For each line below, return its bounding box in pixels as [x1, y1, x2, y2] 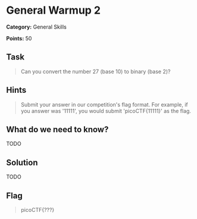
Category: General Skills [6, 23, 67, 30]
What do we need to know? [6, 124, 109, 134]
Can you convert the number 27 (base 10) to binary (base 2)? [20, 68, 171, 75]
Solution [6, 157, 38, 167]
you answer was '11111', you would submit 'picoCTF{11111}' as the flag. [20, 107, 192, 114]
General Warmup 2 [6, 4, 101, 17]
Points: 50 [6, 35, 32, 42]
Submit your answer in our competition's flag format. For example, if [20, 101, 189, 108]
